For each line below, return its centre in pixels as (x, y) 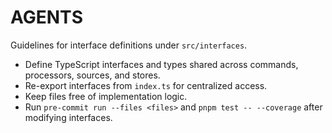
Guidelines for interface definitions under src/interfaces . (129, 45)
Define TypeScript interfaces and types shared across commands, (161, 64)
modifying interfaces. (68, 117)
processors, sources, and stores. (92, 75)
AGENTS (46, 17)
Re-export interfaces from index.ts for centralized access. (146, 85)
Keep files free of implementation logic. (106, 96)
